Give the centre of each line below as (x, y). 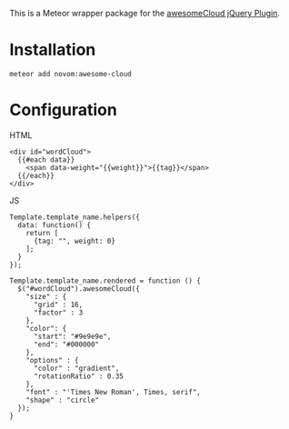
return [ (42, 233)
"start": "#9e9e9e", (72, 336)
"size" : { (46, 296)
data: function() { (55, 225)
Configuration (64, 110)
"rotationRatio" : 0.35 (79, 376)
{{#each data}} (46, 160)
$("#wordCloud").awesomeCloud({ (79, 289)
